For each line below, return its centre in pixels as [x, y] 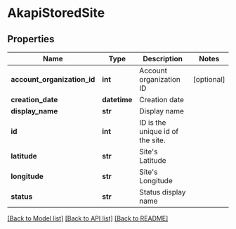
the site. [152, 140]
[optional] [209, 79]
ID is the [153, 123]
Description [163, 59]
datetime [117, 100]
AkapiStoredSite [56, 13]
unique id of [159, 131]
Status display [163, 192]
